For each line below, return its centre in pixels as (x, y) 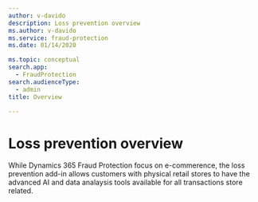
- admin (28, 89)
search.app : (28, 67)
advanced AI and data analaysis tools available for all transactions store (125, 182)
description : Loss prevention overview (74, 23)
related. (21, 191)
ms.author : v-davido (43, 30)
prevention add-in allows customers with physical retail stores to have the (129, 174)
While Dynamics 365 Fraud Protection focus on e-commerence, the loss (127, 165)
